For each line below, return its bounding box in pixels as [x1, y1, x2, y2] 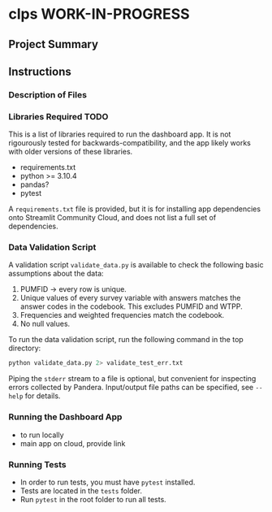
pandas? [19, 180, 50, 189]
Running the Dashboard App [8, 411, 123, 423]
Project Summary [8, 37, 99, 51]
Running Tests [8, 458, 67, 470]
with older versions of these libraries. [8, 147, 133, 157]
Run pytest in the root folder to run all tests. [19, 494, 166, 504]
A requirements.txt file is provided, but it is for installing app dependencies [8, 204, 261, 214]
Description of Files [8, 89, 88, 100]
